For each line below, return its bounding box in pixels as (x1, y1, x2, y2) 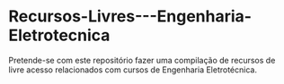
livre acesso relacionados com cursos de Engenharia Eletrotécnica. (8, 64, 258, 75)
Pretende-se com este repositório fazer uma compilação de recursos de (8, 55, 276, 65)
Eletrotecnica (8, 25, 111, 46)
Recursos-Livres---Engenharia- (8, 6, 253, 27)
